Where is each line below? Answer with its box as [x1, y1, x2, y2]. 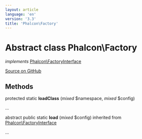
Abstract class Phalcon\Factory [5, 42, 137, 53]
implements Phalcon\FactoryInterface [5, 59, 81, 65]
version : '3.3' [5, 16, 36, 21]
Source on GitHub [5, 68, 42, 74]
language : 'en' [5, 12, 36, 17]
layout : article [5, 7, 38, 12]
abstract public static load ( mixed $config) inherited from [5, 114, 122, 120]
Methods [5, 82, 34, 91]
